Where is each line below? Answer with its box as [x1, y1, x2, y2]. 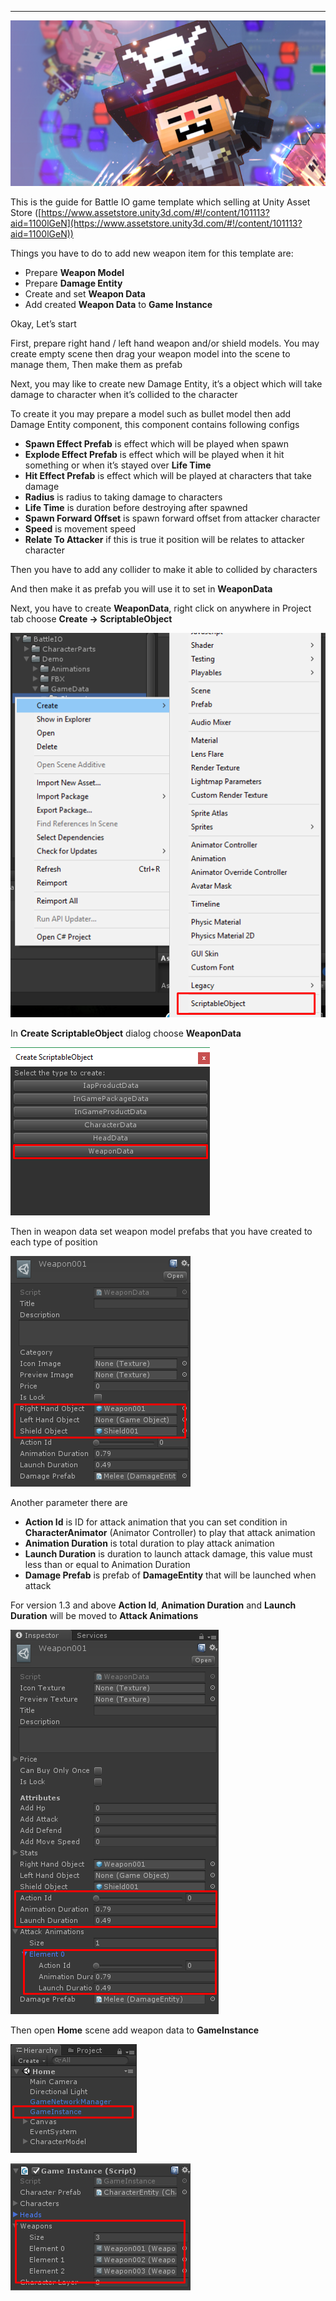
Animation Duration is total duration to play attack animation [24, 1537, 275, 1550]
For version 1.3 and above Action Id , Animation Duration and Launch [10, 1599, 297, 1611]
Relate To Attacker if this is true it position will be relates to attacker [24, 533, 305, 545]
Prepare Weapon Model [24, 266, 125, 278]
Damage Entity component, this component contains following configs [10, 418, 300, 430]
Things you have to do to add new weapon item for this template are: [10, 247, 294, 259]
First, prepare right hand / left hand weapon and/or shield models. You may [10, 337, 320, 349]
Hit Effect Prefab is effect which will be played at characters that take [24, 469, 312, 481]
